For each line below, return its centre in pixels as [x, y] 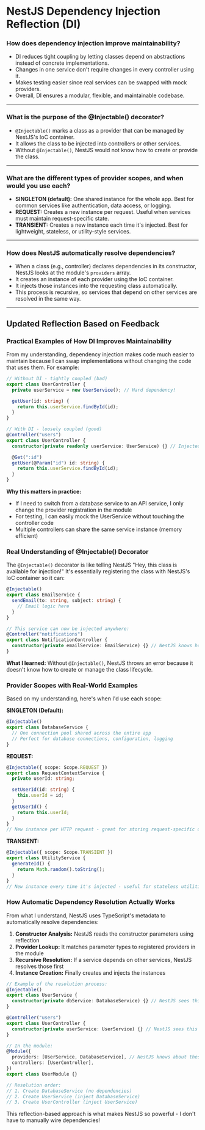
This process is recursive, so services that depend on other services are [106, 292]
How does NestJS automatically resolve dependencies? [91, 253]
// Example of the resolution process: [57, 984]
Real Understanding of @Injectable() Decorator [77, 551]
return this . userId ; [43, 812]
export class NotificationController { [57, 640]
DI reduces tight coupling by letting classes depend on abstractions [100, 57]
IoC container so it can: [36, 578]
